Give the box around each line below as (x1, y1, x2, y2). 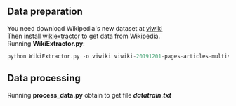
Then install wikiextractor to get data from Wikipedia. (7, 32, 161, 40)
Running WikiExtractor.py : (7, 39, 86, 48)
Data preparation (7, 6, 83, 18)
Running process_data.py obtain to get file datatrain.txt (7, 91, 172, 99)
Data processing (7, 72, 81, 84)
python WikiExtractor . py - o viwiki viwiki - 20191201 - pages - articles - (7, 53, 212, 60)
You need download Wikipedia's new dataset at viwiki (7, 24, 163, 32)
